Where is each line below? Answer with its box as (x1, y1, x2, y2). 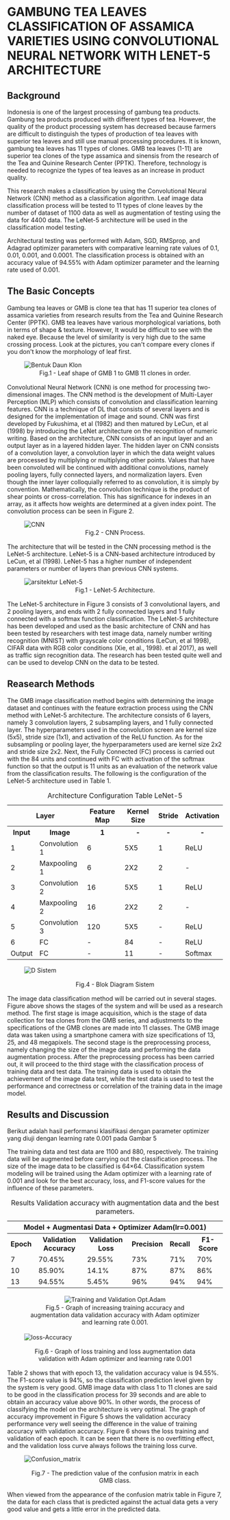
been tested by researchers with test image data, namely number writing (7, 629, 212, 637)
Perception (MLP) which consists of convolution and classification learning (7, 397, 218, 405)
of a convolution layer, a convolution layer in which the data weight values (7, 449, 216, 457)
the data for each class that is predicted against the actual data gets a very (7, 1498, 218, 1506)
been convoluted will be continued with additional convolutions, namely (7, 463, 209, 471)
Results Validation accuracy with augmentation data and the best (10, 1198, 220, 1208)
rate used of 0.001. (7, 265, 60, 274)
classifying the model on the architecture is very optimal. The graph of (7, 1405, 205, 1414)
